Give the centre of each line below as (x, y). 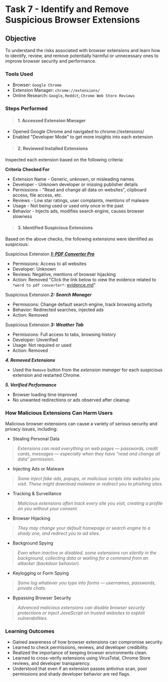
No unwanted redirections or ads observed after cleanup (71, 400)
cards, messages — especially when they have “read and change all (89, 454)
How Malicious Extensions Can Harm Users (59, 413)
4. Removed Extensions (30, 360)
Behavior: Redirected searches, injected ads (58, 310)
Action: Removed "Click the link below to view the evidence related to (84, 280)
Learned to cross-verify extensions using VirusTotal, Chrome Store (81, 658)
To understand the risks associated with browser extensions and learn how (83, 50)
